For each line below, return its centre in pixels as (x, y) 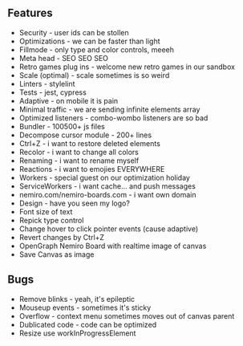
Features (30, 13)
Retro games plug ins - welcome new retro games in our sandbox (127, 67)
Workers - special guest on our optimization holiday (104, 177)
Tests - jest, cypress (53, 92)
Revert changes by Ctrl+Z (62, 237)
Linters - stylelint (47, 83)
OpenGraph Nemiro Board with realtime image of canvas (113, 246)
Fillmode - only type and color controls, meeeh (96, 49)
